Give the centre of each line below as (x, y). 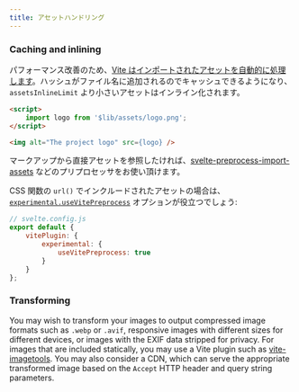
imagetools (30, 358)
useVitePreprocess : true (104, 253)
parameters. (32, 378)
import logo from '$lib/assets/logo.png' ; (106, 118)
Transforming (40, 300)
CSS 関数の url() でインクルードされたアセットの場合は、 (118, 191)
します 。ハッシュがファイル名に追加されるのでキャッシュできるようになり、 (151, 81)
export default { (42, 227)
